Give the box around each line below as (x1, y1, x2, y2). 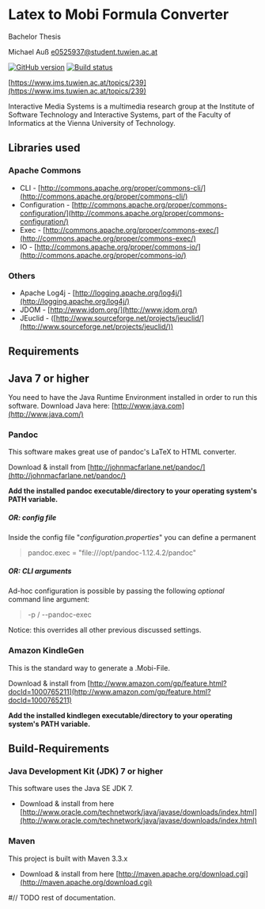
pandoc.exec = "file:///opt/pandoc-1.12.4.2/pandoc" (27, 548, 196, 557)
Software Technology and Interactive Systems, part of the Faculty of (8, 109, 232, 120)
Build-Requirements (8, 742, 110, 755)
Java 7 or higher (8, 371, 89, 385)
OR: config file (8, 513, 57, 523)
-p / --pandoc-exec (27, 610, 93, 619)
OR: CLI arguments (8, 566, 72, 576)
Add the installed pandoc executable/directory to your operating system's (8, 486, 257, 496)
